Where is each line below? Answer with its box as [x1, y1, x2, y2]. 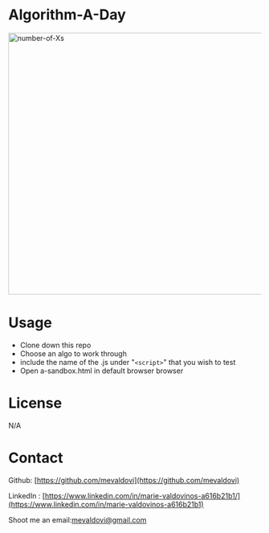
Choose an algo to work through [19, 348, 127, 359]
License [8, 394, 63, 412]
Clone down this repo [19, 340, 92, 350]
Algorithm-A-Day [8, 6, 126, 24]
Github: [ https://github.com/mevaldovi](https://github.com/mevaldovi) [8, 475, 240, 485]
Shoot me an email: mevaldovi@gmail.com [8, 515, 147, 524]
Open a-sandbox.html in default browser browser [19, 366, 184, 375]
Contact [8, 449, 63, 467]
